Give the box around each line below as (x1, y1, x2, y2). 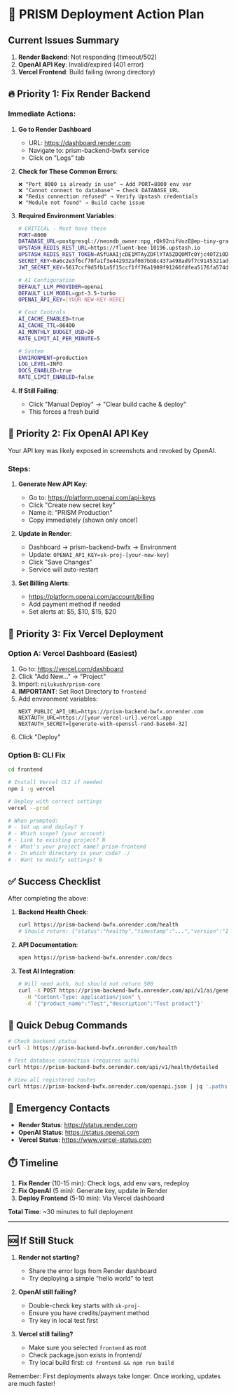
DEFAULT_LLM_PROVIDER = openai (18, 283, 104, 290)
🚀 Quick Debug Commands (8, 1019, 128, 1031)
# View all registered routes (8, 1076, 97, 1083)
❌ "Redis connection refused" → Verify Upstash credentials (18, 193, 198, 200)
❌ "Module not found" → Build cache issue (18, 199, 146, 206)
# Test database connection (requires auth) (8, 1057, 140, 1065)
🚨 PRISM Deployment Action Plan (8, 6, 204, 22)
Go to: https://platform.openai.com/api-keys (28, 494, 156, 502)
